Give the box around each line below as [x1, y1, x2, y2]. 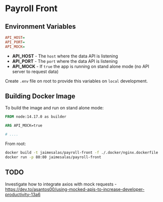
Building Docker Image [5, 92, 76, 100]
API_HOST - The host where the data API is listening [12, 53, 118, 59]
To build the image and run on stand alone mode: [5, 105, 104, 111]
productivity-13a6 [5, 191, 41, 197]
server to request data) [12, 69, 59, 74]
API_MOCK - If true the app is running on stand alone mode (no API [12, 63, 150, 69]
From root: [5, 141, 26, 147]
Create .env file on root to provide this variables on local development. [5, 78, 148, 84]
